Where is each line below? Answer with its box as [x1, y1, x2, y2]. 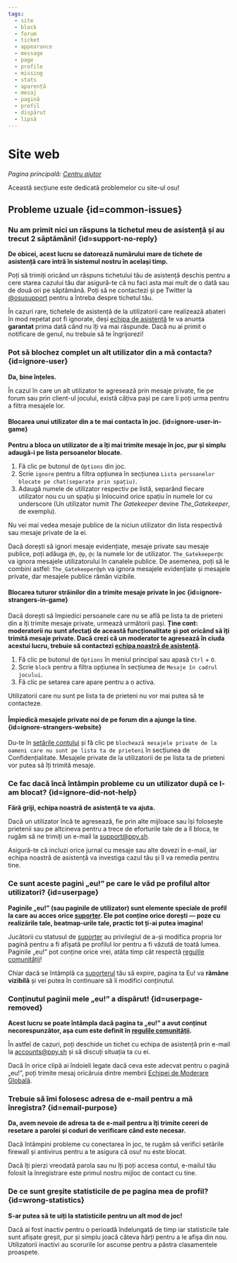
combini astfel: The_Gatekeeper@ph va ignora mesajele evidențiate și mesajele [8, 564, 231, 573]
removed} [8, 1003, 43, 1013]
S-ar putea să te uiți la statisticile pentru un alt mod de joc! [8, 1211, 183, 1220]
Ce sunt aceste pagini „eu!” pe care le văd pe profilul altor [8, 879, 210, 889]
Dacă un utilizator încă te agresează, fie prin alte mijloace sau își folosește [8, 817, 224, 826]
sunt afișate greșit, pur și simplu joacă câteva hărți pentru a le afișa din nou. [8, 1233, 229, 1241]
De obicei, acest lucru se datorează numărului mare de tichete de [8, 250, 203, 258]
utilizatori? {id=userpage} [8, 887, 99, 897]
